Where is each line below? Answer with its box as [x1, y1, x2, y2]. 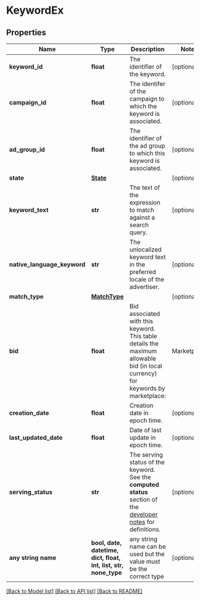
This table [129, 332, 158, 340]
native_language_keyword [9, 260, 86, 269]
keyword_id [9, 63, 43, 70]
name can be [129, 543, 166, 550]
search [129, 221, 149, 229]
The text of [129, 183, 161, 192]
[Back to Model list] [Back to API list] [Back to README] [6, 587, 143, 595]
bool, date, [91, 539, 122, 547]
